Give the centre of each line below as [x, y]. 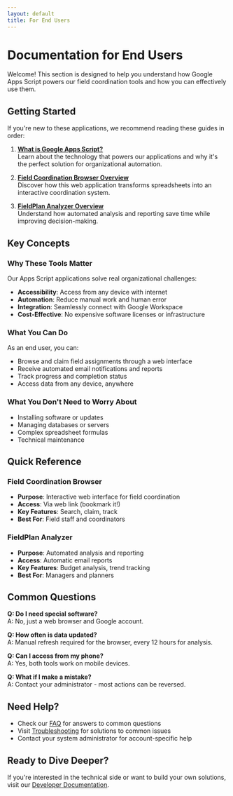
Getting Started [42, 111]
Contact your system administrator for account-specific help [105, 738]
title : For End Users [39, 20]
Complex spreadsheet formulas [63, 432]
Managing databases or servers [63, 424]
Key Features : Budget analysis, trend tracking [84, 567]
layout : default [31, 14]
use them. [22, 89]
